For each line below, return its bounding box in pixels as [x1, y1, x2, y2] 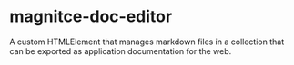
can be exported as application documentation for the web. [9, 45, 232, 56]
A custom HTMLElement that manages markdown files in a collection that [9, 36, 285, 47]
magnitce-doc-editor [9, 6, 173, 27]
